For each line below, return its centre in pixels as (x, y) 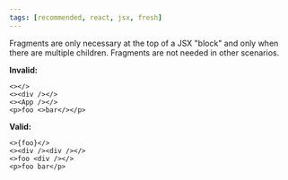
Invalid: (23, 70)
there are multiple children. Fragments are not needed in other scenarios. (144, 52)
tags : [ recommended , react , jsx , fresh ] (86, 17)
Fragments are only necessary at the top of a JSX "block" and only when (144, 43)
